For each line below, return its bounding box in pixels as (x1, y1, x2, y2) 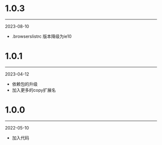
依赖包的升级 (12, 81, 38, 87)
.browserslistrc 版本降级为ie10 (12, 33, 72, 39)
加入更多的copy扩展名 (12, 87, 56, 93)
